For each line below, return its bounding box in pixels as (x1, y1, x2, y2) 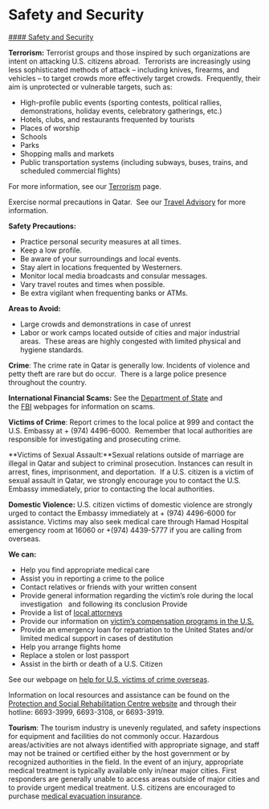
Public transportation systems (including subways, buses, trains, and (19, 157, 248, 166)
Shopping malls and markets (19, 149, 115, 158)
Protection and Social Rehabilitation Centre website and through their (8, 698, 237, 708)
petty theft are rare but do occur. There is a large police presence (8, 368, 227, 379)
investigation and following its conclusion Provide (19, 599, 188, 609)
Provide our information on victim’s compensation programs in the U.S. (19, 616, 255, 626)
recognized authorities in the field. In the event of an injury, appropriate (8, 757, 244, 766)
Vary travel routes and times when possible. (19, 279, 165, 289)
